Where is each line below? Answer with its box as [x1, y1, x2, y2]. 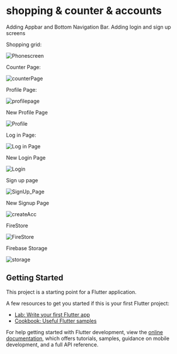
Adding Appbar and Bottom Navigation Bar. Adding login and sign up [6, 23, 171, 30]
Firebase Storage [6, 244, 48, 252]
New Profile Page [6, 109, 48, 116]
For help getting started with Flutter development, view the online [6, 328, 164, 335]
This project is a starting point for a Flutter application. [6, 288, 137, 296]
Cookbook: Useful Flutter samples [14, 317, 97, 324]
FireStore [6, 222, 28, 229]
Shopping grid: [6, 41, 42, 48]
